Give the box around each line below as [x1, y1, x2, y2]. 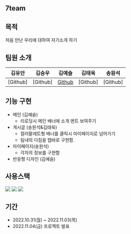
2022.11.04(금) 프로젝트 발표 [12, 223, 70, 229]
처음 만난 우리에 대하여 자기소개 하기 [5, 37, 77, 43]
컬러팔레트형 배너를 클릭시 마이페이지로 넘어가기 [20, 130, 116, 137]
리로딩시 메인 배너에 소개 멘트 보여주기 [20, 118, 96, 124]
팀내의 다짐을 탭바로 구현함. [20, 137, 75, 143]
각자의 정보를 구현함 [20, 149, 60, 155]
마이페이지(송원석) [12, 143, 49, 149]
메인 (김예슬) [12, 111, 38, 117]
